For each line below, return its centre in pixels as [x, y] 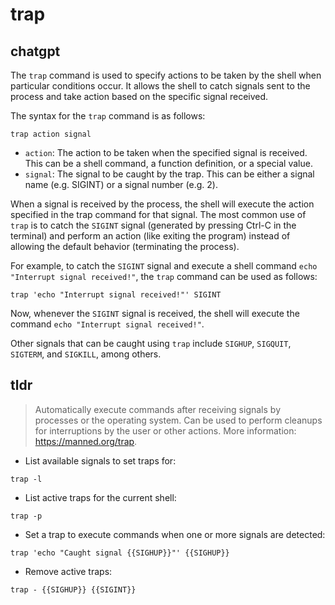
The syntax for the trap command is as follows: [108, 116]
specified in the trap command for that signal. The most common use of [158, 214]
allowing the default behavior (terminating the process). [125, 246]
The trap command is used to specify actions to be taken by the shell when [166, 75]
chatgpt [35, 51]
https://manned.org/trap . [86, 441]
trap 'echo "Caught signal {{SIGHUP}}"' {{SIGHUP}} [120, 553]
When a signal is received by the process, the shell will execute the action [162, 204]
